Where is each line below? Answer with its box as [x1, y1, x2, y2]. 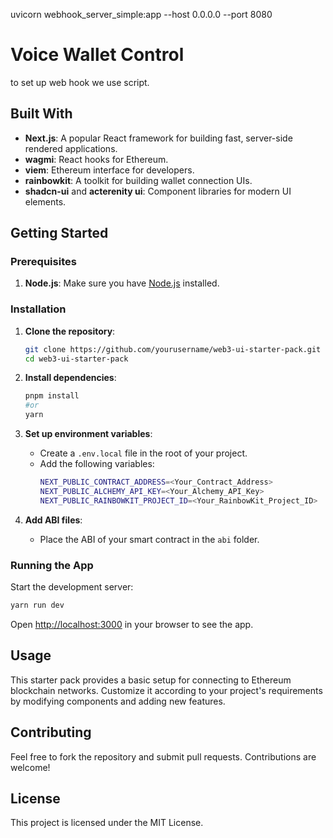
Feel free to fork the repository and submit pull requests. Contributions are [10, 750, 317, 763]
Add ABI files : [24, 514, 83, 526]
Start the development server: [10, 581, 134, 593]
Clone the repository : [24, 325, 116, 337]
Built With [10, 105, 73, 123]
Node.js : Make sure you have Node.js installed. [24, 277, 220, 289]
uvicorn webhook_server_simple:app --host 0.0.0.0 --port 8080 [10, 9, 273, 20]
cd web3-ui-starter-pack [24, 354, 129, 364]
